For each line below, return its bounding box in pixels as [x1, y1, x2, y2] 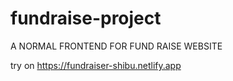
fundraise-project [10, 7, 162, 30]
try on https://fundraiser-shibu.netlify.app [10, 59, 182, 71]
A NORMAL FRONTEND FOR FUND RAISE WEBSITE [10, 40, 223, 52]
